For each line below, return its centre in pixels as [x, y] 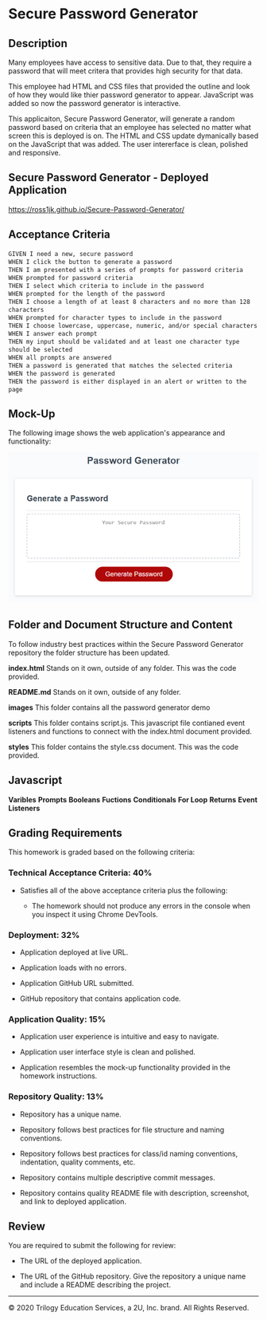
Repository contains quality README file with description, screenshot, [134, 1192]
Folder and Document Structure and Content [120, 625]
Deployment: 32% [44, 935]
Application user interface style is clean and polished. [108, 1052]
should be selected [41, 349]
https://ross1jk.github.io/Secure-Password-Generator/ [97, 209]
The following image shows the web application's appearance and [117, 433]
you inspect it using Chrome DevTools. [95, 914]
